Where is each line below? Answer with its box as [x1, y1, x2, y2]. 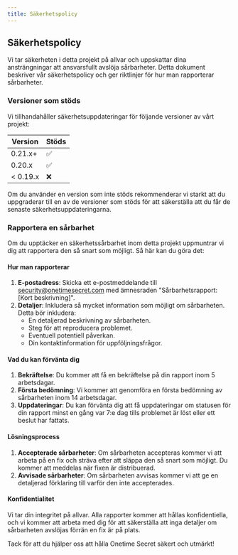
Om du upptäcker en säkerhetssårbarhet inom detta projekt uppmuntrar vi [7, 239, 225, 247]
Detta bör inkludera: [17, 308, 77, 317]
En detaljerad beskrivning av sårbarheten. [28, 316, 151, 325]
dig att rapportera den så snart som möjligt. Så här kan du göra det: [7, 247, 205, 255]
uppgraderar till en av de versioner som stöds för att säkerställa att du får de [7, 197, 231, 206]
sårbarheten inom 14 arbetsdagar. [17, 394, 117, 402]
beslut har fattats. [17, 416, 70, 425]
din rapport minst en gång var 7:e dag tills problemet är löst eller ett [17, 409, 215, 417]
